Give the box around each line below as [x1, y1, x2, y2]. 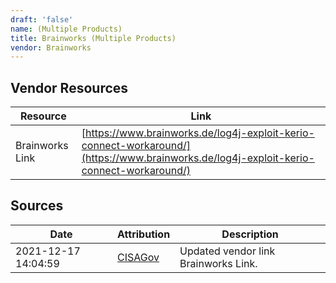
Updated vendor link [179, 244, 276, 258]
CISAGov [117, 250, 160, 264]
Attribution [117, 227, 171, 241]
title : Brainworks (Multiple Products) [10, 33, 177, 43]
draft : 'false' [10, 14, 74, 25]
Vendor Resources [10, 79, 129, 96]
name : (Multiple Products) [10, 24, 123, 34]
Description [221, 227, 279, 241]
